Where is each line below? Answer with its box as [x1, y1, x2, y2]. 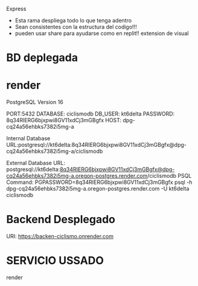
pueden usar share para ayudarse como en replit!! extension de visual [14, 30, 189, 37]
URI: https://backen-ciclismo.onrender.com [6, 233, 113, 240]
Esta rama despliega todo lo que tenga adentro [14, 17, 132, 24]
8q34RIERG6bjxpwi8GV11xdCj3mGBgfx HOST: [6, 117, 122, 124]
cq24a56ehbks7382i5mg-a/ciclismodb [6, 148, 103, 155]
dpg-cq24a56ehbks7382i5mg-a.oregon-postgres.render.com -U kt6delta [6, 185, 190, 192]
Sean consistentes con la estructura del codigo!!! [14, 24, 137, 30]
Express [6, 5, 27, 12]
